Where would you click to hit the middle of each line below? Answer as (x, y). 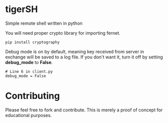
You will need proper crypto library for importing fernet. (63, 33)
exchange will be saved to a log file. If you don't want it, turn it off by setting (84, 57)
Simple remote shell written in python (44, 23)
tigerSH (21, 9)
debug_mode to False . (29, 62)
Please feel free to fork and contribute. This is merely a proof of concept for (84, 110)
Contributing (33, 96)
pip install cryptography (32, 42)
